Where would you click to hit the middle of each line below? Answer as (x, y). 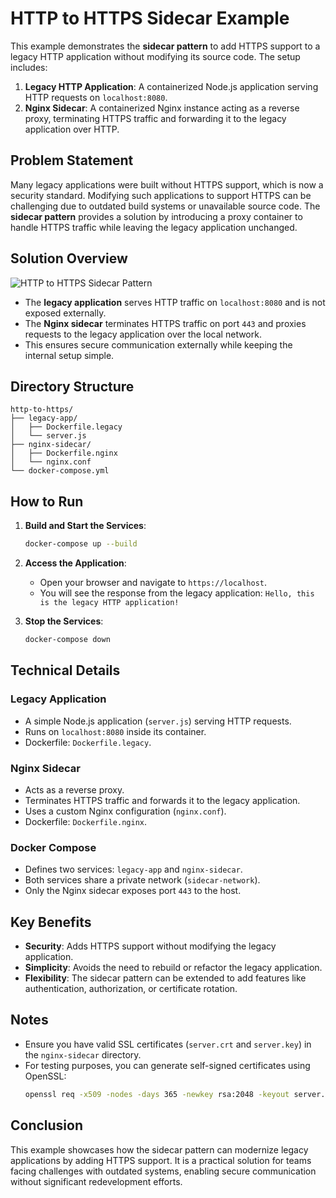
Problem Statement (72, 160)
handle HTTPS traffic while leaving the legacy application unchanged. (154, 227)
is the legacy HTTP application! (109, 603)
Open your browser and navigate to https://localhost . (153, 583)
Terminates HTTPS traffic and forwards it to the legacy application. (162, 800)
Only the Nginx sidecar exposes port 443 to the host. (133, 891)
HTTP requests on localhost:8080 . (96, 97)
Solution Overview (69, 258)
